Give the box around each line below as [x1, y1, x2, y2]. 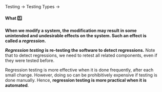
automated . [5, 82, 29, 88]
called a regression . [5, 38, 46, 44]
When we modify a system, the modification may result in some [5, 28, 137, 33]
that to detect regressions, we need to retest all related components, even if [5, 52, 158, 59]
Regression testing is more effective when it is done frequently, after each [5, 67, 154, 73]
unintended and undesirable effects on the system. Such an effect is [5, 33, 147, 39]
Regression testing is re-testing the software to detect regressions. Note [5, 47, 155, 53]
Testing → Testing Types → [5, 4, 60, 9]
